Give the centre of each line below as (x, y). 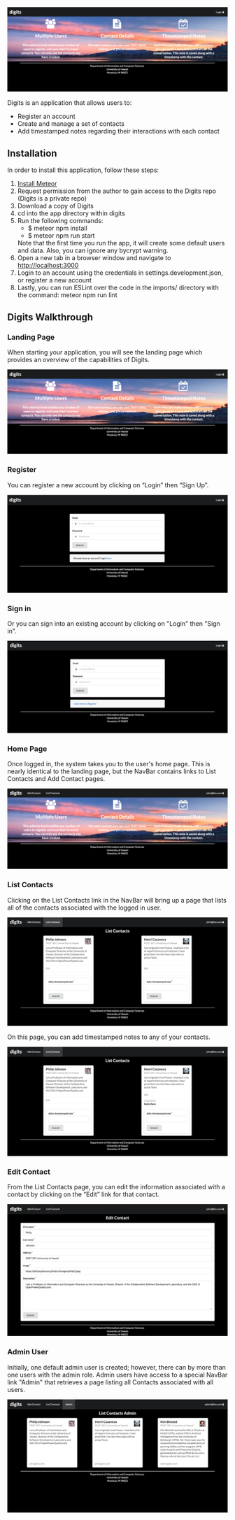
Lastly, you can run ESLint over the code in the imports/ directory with (118, 288)
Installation (32, 153)
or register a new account (55, 280)
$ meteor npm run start (61, 236)
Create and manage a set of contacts (71, 124)
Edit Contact (29, 1172)
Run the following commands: (60, 221)
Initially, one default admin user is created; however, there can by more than (116, 1367)
